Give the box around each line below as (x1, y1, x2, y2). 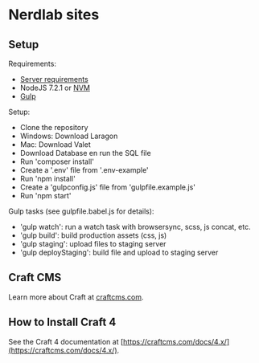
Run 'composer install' (19, 157, 95, 166)
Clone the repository (19, 123, 88, 132)
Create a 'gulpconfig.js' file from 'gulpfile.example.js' (19, 182, 195, 192)
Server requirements (19, 75, 88, 84)
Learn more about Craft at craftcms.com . (8, 292, 144, 302)
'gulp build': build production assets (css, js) (19, 230, 167, 240)
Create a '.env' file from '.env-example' (19, 165, 149, 174)
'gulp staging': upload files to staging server (19, 239, 166, 248)
